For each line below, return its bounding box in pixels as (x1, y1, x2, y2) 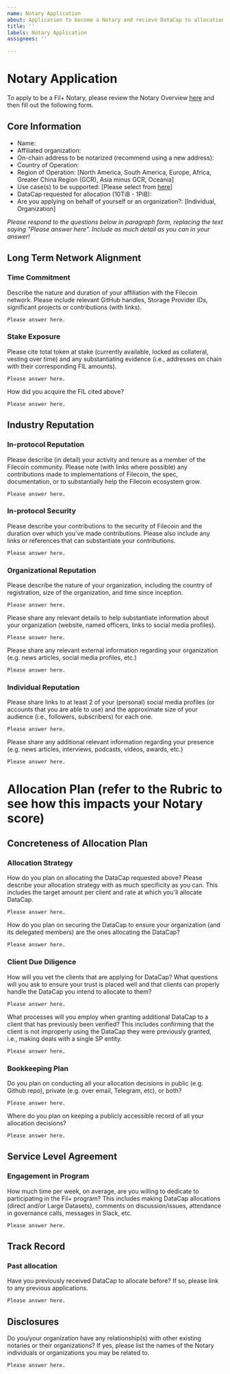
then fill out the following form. (7, 101, 94, 110)
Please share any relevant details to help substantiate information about (7, 614, 209, 622)
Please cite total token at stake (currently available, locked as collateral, (7, 347, 209, 356)
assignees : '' (7, 36, 48, 42)
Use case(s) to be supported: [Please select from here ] (16, 182, 173, 191)
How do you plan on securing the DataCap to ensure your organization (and (7, 921, 221, 929)
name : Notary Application (7, 10, 81, 17)
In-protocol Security (7, 506, 77, 516)
